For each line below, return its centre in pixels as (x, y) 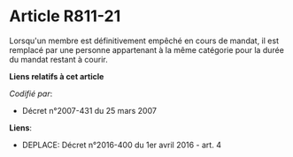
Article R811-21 (65, 16)
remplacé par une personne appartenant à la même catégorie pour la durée (147, 49)
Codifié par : (31, 93)
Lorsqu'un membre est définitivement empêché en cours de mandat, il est (144, 41)
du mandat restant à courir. (58, 59)
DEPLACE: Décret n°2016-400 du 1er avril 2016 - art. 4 (121, 145)
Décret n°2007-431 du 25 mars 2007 (89, 110)
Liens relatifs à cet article (57, 76)
